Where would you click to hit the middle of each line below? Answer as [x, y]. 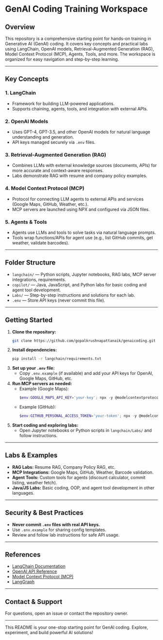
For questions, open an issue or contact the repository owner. [67, 613]
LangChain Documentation [39, 566]
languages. [23, 493]
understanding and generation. [43, 137]
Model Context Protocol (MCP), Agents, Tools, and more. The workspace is [80, 54]
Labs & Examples [31, 455]
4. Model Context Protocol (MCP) [45, 188]
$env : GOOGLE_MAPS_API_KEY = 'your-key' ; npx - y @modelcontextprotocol [90, 398]
